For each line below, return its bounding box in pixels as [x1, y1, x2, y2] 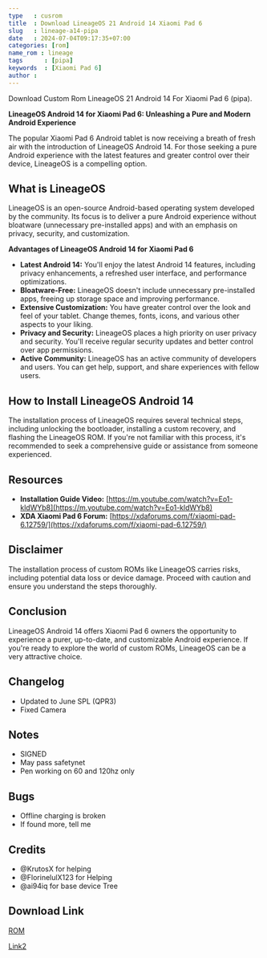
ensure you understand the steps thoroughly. [8, 581, 158, 591]
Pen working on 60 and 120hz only [19, 766, 135, 776]
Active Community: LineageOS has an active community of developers [19, 354, 257, 364]
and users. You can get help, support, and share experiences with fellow [19, 362, 260, 372]
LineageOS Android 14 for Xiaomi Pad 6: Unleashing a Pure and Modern [8, 109, 251, 119]
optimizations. [19, 277, 67, 287]
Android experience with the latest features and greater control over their [8, 150, 250, 160]
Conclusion [8, 605, 67, 618]
